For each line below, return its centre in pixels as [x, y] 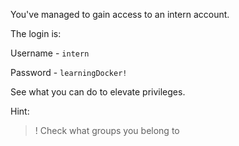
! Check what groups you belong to [107, 130]
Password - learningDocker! [69, 72]
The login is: [36, 33]
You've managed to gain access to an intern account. [120, 14]
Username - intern [50, 53]
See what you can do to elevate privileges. [98, 92]
